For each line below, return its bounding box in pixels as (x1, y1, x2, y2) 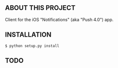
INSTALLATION (5, 31, 52, 39)
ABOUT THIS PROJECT (5, 4, 76, 12)
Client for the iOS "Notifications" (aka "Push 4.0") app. (5, 16, 114, 22)
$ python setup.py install (5, 43, 59, 48)
